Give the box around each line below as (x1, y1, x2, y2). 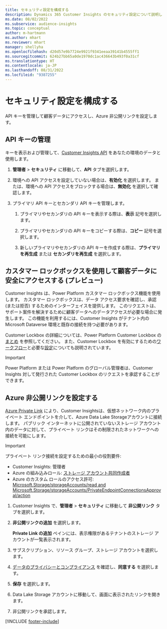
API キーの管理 (5, 135, 51, 144)
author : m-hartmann (5, 30, 46, 35)
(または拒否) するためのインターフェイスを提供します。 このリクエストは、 (5, 303, 159, 309)
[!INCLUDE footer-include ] (5, 618, 59, 624)
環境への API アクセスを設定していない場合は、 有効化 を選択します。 (12, 177, 154, 183)
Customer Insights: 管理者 (12, 463, 66, 470)
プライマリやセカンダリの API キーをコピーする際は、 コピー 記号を (19, 227, 158, 233)
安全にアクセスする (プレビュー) (5, 276, 103, 285)
